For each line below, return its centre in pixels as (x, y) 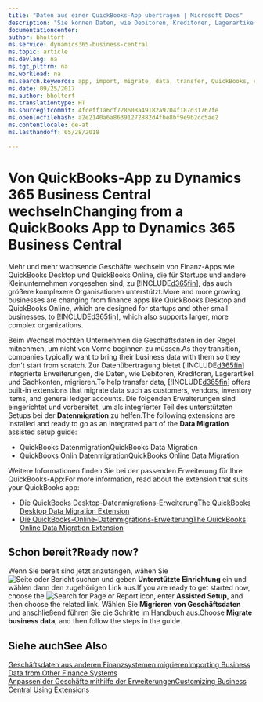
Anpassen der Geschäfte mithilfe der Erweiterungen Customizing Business (127, 682)
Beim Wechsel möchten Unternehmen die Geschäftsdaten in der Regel (122, 340)
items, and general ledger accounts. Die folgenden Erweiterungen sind (122, 398)
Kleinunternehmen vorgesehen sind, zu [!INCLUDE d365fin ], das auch (120, 283)
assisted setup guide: (43, 432)
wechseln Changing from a (96, 211)
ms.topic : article (38, 52)
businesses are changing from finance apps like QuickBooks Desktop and (127, 300)
